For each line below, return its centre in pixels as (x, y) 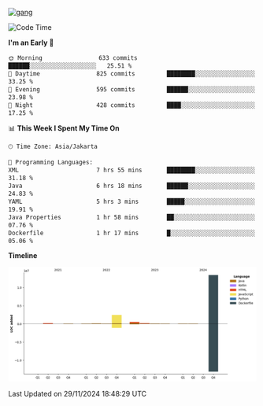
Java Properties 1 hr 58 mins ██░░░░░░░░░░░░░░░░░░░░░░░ (132, 217)
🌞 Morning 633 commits (73, 58)
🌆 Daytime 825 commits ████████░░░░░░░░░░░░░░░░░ (132, 74)
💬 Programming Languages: (50, 162)
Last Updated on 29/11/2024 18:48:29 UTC (78, 394)
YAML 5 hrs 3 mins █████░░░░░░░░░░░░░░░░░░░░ (132, 201)
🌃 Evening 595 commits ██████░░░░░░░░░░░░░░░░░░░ (132, 90)
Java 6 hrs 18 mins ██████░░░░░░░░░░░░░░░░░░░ (132, 186)
